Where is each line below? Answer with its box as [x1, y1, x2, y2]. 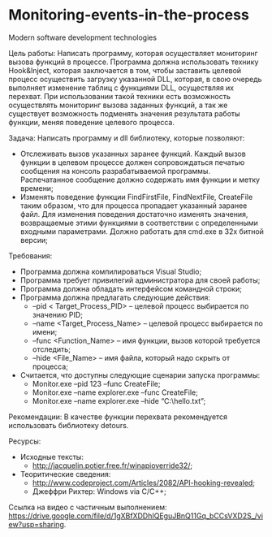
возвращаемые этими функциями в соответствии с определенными [19, 218, 258, 227]
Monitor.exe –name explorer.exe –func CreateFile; [32, 388, 199, 397]
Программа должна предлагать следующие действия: [19, 292, 211, 302]
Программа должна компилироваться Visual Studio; [19, 266, 202, 276]
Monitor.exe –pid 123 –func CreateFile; [32, 379, 161, 388]
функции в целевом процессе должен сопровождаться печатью [19, 157, 245, 167]
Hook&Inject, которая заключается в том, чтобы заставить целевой [8, 65, 242, 75]
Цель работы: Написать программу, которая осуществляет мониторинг [8, 48, 258, 58]
